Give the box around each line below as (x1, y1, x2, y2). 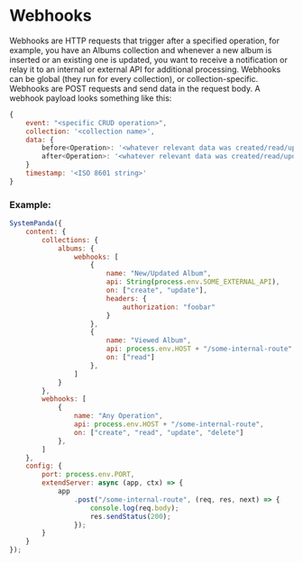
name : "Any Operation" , (73, 412, 164, 421)
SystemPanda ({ (9, 219, 63, 228)
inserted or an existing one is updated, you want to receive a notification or (9, 54, 289, 65)
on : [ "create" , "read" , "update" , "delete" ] (73, 428, 244, 437)
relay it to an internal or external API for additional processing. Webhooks (9, 64, 281, 75)
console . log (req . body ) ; (89, 504, 179, 513)
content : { (25, 227, 67, 236)
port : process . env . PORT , (41, 470, 135, 479)
